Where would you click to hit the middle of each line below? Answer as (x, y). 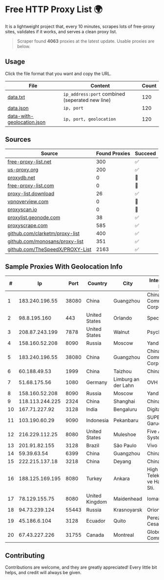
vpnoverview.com (28, 202)
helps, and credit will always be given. (43, 573)
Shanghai (124, 402)
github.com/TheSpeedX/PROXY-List (50, 249)
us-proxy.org (23, 170)
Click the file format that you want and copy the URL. (58, 74)
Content (100, 85)
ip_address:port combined (94, 94)
